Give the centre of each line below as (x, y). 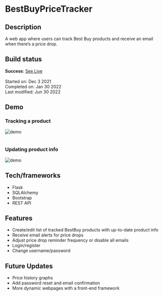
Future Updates (29, 266)
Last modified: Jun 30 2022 (33, 92)
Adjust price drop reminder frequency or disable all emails (70, 240)
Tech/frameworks (33, 176)
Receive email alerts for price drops (48, 235)
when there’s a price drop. (31, 44)
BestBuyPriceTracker (49, 9)
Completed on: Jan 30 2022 (33, 86)
